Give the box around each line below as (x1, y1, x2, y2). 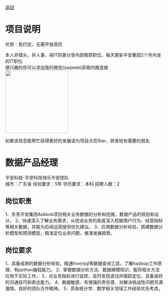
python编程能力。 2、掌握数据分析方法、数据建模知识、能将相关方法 (18, 266, 160, 272)
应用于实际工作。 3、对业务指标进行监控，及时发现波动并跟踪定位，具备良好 (5, 272, 163, 279)
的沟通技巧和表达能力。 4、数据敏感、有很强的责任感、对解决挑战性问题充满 (5, 279, 163, 285)
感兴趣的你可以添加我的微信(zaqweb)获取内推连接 (5, 64, 109, 70)
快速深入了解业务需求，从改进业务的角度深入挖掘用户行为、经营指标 (22, 217, 163, 223)
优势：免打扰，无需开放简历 (5, 41, 63, 47)
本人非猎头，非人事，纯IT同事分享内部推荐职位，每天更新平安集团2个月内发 (5, 52, 161, 58)
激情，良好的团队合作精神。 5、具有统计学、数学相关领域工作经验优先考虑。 (5, 285, 163, 291)
